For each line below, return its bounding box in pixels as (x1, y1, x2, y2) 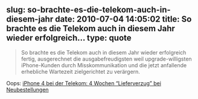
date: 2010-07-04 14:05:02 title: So (55, 14, 192, 25)
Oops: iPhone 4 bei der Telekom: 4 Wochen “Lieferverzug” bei (6, 79, 162, 86)
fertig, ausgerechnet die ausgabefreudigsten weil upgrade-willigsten (21, 55, 192, 62)
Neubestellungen (6, 86, 49, 93)
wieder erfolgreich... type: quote (6, 33, 132, 43)
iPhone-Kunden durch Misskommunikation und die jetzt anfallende (21, 61, 187, 68)
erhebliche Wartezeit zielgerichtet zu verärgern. (21, 68, 141, 75)
